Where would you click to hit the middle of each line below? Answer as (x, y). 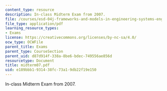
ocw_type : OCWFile (24, 42)
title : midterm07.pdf (28, 65)
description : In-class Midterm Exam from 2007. (55, 14)
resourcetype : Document (30, 61)
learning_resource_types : (32, 28)
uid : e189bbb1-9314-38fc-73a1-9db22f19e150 (51, 70)
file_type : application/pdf (34, 24)
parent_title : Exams (27, 47)
